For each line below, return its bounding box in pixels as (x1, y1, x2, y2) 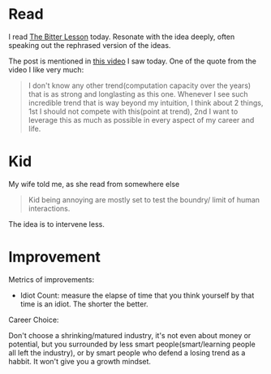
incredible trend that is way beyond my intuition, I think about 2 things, (28, 98, 264, 107)
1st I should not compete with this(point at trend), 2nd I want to (28, 107, 239, 116)
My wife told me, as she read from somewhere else (8, 179, 180, 189)
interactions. (28, 203, 71, 213)
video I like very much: (8, 64, 84, 74)
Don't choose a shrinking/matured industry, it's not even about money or (8, 330, 252, 340)
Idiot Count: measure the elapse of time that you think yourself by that (19, 290, 255, 300)
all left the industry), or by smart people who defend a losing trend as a (8, 347, 246, 358)
